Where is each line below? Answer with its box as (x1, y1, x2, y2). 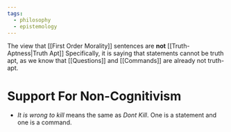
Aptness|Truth (7, 49, 49, 57)
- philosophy (13, 17, 51, 23)
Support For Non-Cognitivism (7, 88, 182, 104)
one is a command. (17, 118, 72, 126)
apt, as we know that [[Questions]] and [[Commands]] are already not (7, 57, 207, 65)
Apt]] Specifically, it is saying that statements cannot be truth (49, 49, 224, 57)
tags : (7, 10, 23, 17)
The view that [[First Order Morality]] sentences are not (7, 42, 166, 50)
